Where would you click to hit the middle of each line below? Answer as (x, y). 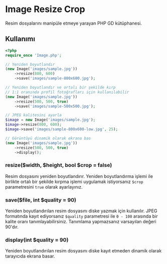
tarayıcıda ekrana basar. (30, 256)
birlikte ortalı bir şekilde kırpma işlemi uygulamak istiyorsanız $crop (74, 182)
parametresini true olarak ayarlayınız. (44, 187)
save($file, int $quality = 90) (41, 200)
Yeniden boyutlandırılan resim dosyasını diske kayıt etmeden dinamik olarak (83, 251)
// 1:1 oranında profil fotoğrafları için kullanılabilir (67, 92)
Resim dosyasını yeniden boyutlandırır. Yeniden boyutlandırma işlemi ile (79, 176)
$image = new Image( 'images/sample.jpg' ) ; (50, 120)
